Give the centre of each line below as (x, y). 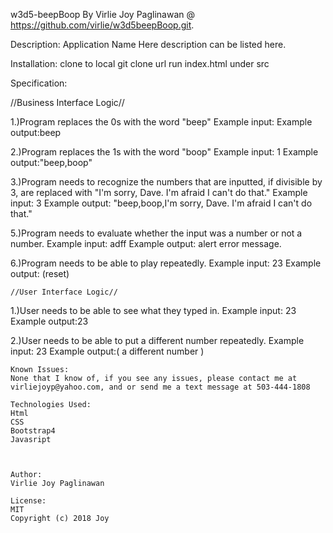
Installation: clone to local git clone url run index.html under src (140, 63)
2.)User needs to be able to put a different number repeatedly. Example (157, 340)
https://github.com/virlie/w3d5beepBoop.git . (102, 25)
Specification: (39, 83)
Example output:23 (49, 321)
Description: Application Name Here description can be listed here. (148, 44)
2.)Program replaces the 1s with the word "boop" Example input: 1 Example (164, 152)
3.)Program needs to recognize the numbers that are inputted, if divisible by (166, 182)
